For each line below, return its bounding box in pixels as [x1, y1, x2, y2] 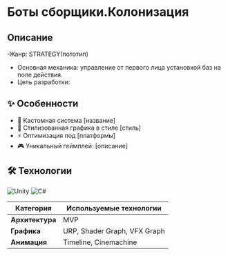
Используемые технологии [66, 203, 162, 213]
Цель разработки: [17, 78, 70, 86]
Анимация [10, 237, 47, 247]
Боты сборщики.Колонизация [7, 4, 189, 20]
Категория [15, 203, 52, 213]
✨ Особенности [7, 98, 79, 110]
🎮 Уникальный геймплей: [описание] [17, 141, 129, 150]
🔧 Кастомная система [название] [17, 116, 116, 124]
